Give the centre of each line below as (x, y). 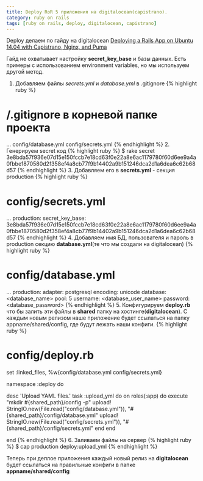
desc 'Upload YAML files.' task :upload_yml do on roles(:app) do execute (97, 396)
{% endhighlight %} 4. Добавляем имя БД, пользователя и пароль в (105, 237)
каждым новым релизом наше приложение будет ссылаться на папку (98, 318)
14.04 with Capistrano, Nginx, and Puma (57, 47)
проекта (28, 128)
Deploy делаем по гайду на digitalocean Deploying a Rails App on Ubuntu (100, 41)
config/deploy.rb (50, 355)
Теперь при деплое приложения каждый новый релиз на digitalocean (98, 458)
